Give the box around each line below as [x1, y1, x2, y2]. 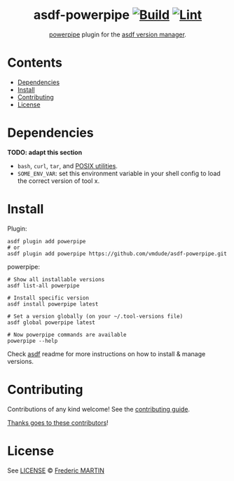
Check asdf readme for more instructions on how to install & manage [7, 349, 206, 358]
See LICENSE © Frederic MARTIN [7, 466, 105, 475]
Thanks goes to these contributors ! [7, 418, 109, 427]
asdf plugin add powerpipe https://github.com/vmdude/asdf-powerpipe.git [7, 250, 228, 257]
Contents [7, 55, 63, 71]
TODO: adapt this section [7, 148, 83, 156]
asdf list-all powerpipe [7, 282, 80, 289]
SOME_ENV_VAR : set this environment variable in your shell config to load [17, 169, 221, 177]
